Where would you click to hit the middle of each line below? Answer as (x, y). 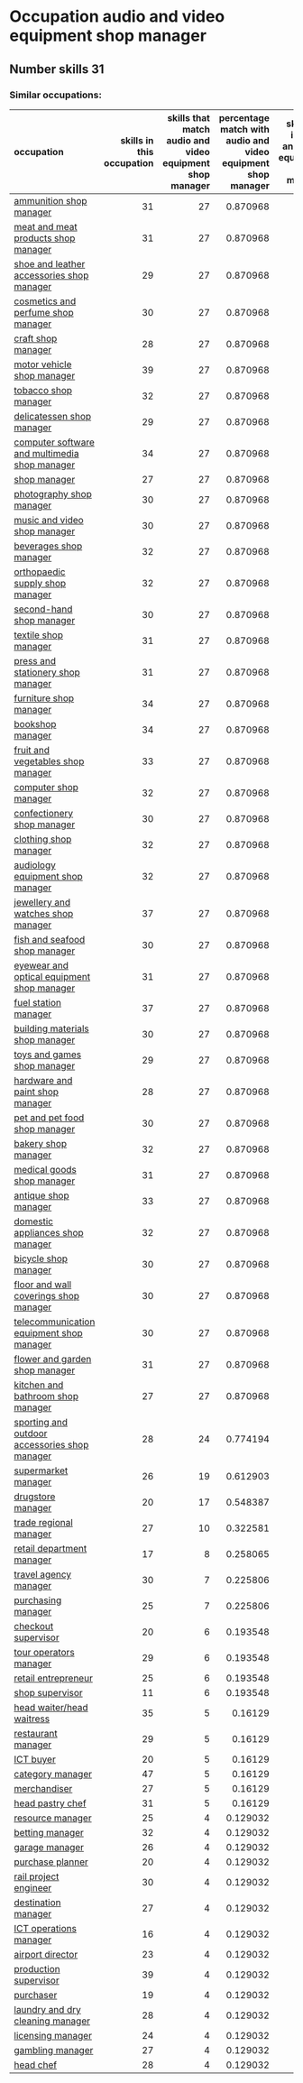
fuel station (37, 1002)
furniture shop (44, 698)
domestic (34, 1221)
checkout (34, 1626)
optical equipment (52, 976)
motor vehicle (43, 364)
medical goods (45, 1169)
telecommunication (55, 1322)
